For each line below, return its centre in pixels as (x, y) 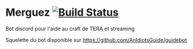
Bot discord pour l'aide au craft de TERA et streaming (70, 29)
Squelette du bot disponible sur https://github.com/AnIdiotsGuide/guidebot (96, 40)
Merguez (28, 13)
